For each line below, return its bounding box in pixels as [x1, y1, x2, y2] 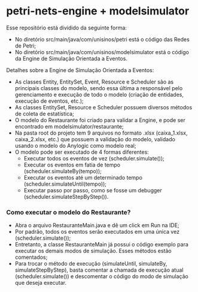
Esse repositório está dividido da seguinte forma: [6, 24, 127, 31]
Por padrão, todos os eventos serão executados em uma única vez [14, 228, 180, 236]
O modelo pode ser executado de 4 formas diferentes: [14, 148, 150, 156]
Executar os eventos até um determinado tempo [23, 174, 142, 181]
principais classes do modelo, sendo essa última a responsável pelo [14, 84, 183, 91]
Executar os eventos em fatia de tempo [23, 161, 121, 168]
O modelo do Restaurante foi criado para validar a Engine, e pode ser [14, 116, 185, 124]
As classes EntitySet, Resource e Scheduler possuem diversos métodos [14, 103, 193, 111]
